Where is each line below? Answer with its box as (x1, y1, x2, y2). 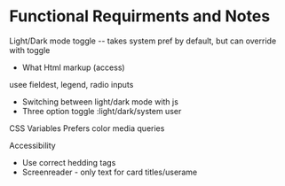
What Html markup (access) (21, 62, 126, 73)
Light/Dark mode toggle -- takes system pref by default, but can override (9, 35, 277, 46)
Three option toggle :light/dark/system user (21, 105, 182, 116)
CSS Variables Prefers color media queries (9, 122, 165, 134)
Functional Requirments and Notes (9, 6, 271, 27)
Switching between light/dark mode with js (21, 96, 179, 107)
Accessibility (9, 140, 56, 151)
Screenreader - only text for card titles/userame (21, 167, 198, 177)
